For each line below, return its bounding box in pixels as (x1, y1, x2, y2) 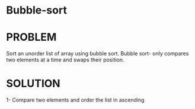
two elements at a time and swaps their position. (6, 57, 124, 64)
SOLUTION (6, 77, 60, 90)
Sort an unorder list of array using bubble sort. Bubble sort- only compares (6, 50, 189, 57)
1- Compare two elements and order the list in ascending (6, 97, 145, 104)
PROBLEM (6, 31, 57, 44)
